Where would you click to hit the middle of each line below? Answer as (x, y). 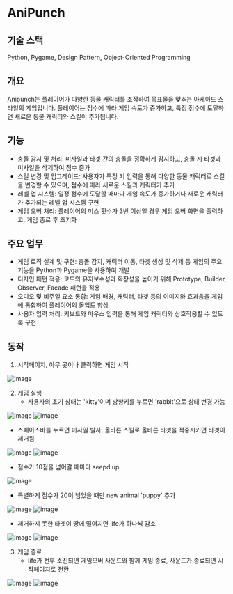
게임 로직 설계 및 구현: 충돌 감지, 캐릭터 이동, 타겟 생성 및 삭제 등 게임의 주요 (120, 262)
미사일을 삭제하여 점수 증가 (54, 167)
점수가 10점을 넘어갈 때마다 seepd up (68, 467)
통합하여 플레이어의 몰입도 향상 (67, 305)
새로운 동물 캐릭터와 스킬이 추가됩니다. (66, 116)
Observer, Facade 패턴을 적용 (59, 288)
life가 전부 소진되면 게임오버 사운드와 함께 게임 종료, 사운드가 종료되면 (122, 561)
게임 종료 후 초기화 (52, 219)
